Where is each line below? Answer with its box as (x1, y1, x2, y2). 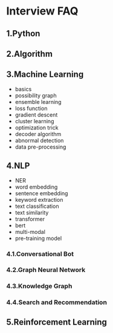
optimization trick (15, 124, 59, 131)
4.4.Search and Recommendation (6, 298, 108, 306)
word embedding (15, 183, 58, 190)
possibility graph (15, 92, 57, 99)
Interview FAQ (6, 4, 79, 18)
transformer (15, 215, 45, 222)
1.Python (6, 28, 40, 39)
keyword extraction (15, 196, 63, 203)
